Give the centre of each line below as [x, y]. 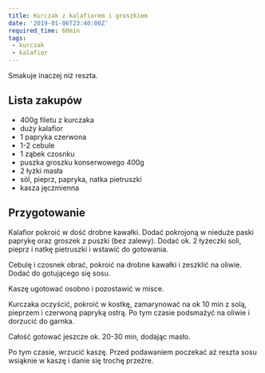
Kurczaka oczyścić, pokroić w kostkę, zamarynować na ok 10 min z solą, [128, 304]
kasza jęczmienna [49, 188]
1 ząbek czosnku [47, 153]
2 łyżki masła [42, 171]
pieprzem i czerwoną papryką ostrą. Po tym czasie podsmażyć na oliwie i [129, 312]
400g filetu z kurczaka [57, 120]
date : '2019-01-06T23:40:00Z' [59, 23]
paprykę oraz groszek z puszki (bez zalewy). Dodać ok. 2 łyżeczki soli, [125, 240]
